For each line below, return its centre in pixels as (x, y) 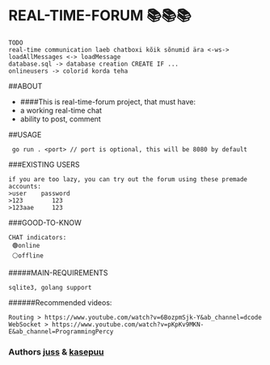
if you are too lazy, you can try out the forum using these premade (128, 179)
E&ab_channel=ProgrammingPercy (61, 331)
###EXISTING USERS (44, 164)
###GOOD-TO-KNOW (45, 223)
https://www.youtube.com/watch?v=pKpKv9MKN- (128, 325)
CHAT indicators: (38, 237)
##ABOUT (25, 86)
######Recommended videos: (60, 302)
